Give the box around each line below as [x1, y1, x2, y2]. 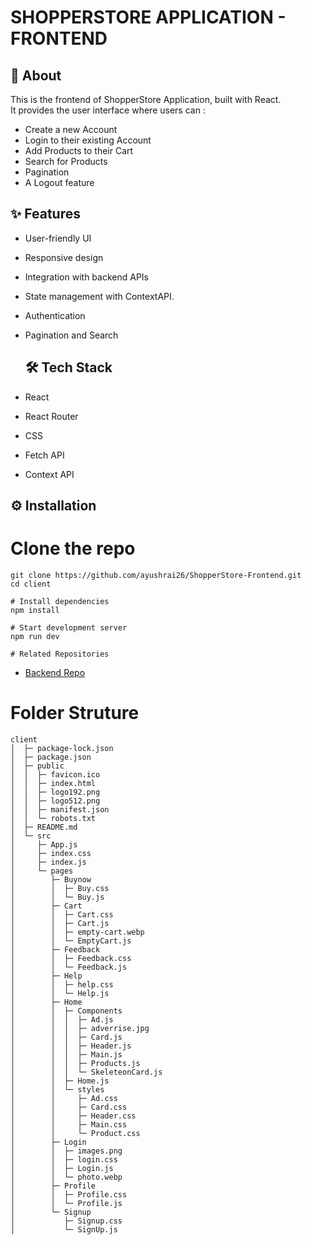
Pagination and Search [24, 329, 119, 341]
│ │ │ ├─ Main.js [10, 1049, 123, 1060]
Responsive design [24, 251, 104, 263]
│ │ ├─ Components [10, 1006, 123, 1016]
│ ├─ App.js [10, 839, 78, 850]
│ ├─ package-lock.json [10, 743, 114, 753]
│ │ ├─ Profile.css [10, 1189, 128, 1200]
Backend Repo [24, 666, 86, 678]
